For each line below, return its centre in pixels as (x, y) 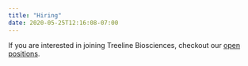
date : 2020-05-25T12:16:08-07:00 (63, 23)
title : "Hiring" (35, 15)
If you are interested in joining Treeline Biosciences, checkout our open (124, 45)
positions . (24, 53)
